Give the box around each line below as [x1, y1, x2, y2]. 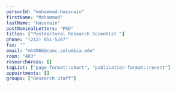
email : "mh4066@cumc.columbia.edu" [6, 48, 96, 54]
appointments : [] [6, 70, 50, 76]
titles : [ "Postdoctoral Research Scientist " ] [6, 31, 125, 37]
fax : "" [6, 43, 26, 48]
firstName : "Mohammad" [6, 14, 63, 20]
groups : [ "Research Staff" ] [6, 75, 77, 81]
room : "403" [6, 53, 36, 59]
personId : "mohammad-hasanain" [6, 8, 85, 15]
